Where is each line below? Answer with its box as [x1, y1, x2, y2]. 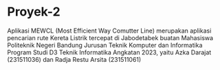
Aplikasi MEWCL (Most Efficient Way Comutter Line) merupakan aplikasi [7, 27, 212, 35]
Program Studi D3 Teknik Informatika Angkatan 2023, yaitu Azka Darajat [7, 48, 212, 56]
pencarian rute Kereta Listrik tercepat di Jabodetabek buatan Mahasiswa [7, 33, 214, 41]
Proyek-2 [7, 4, 60, 20]
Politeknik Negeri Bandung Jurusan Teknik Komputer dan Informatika [7, 41, 203, 49]
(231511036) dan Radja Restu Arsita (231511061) [7, 55, 142, 63]
